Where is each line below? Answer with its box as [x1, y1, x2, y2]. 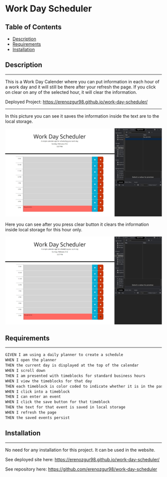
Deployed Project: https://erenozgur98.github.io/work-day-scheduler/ [5, 99, 148, 105]
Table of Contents [5, 23, 62, 31]
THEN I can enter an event [5, 394, 61, 400]
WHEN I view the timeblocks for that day [5, 378, 92, 384]
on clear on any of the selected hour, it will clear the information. [5, 89, 138, 95]
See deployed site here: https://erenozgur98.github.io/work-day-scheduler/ [5, 456, 160, 462]
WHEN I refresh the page [5, 410, 57, 415]
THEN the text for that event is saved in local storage [5, 405, 126, 410]
